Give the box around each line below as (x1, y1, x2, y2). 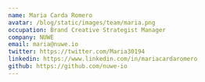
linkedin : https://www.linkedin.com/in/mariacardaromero (8, 55, 198, 63)
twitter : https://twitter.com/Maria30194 (8, 48, 146, 55)
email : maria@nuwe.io (8, 41, 79, 48)
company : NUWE (8, 33, 55, 41)
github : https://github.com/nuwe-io (8, 62, 128, 70)
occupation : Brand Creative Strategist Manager (8, 26, 167, 34)
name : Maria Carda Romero (8, 11, 92, 20)
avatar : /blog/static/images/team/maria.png (8, 19, 156, 27)
